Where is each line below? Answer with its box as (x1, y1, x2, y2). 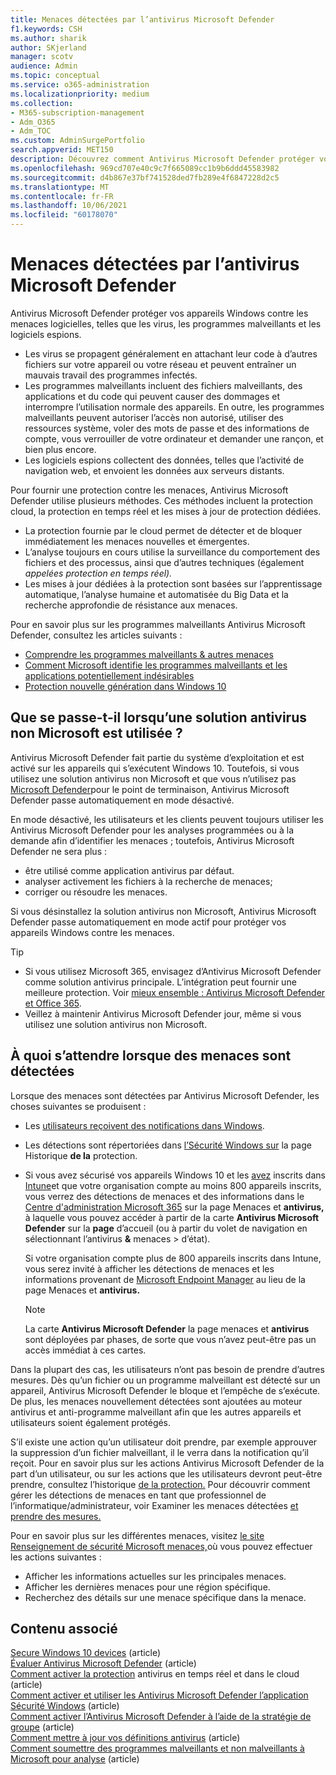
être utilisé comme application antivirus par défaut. (24, 864, 235, 876)
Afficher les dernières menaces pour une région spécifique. (24, 1581, 271, 1593)
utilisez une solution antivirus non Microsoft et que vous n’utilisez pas (10, 772, 297, 785)
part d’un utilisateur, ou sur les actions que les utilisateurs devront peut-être (10, 1467, 323, 1480)
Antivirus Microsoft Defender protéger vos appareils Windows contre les (10, 307, 309, 319)
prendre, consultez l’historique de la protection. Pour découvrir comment (10, 1478, 311, 1490)
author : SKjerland (10, 42, 87, 53)
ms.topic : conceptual (10, 71, 101, 81)
